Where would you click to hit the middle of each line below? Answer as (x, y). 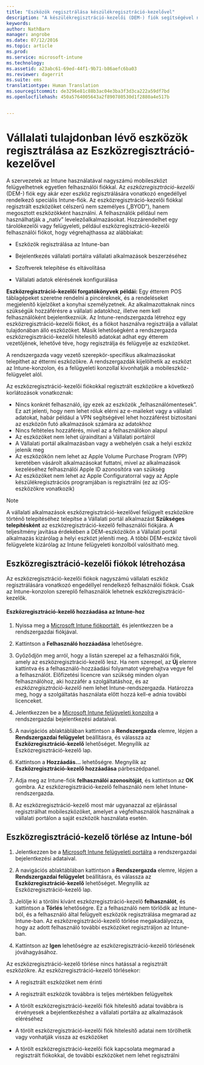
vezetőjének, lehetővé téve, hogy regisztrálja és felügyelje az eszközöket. (98, 343)
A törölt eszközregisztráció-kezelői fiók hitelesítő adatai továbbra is (99, 1005)
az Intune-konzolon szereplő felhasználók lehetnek (70, 591)
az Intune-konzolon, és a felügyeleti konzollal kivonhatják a (80, 368)
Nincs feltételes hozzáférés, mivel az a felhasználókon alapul (91, 430)
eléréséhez (29, 1019)
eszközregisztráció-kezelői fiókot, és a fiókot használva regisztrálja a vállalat (102, 324)
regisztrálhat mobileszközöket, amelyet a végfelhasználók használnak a (104, 812)
